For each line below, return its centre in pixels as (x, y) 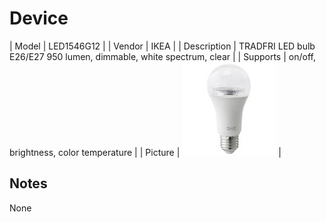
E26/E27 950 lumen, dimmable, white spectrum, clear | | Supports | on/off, (162, 56)
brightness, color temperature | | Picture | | (145, 152)
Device (39, 18)
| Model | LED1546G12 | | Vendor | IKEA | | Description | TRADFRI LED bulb (162, 46)
